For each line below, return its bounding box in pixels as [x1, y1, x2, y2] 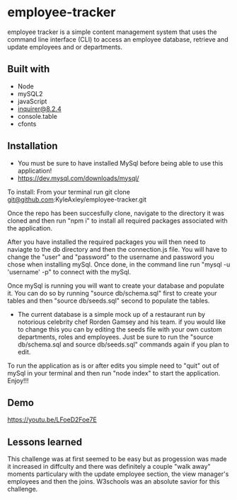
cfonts [17, 120, 37, 128]
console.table [17, 112, 58, 120]
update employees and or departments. [7, 42, 122, 51]
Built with [7, 63, 50, 75]
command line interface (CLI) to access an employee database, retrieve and [7, 35, 229, 43]
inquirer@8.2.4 [17, 104, 62, 113]
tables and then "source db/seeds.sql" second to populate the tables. [7, 296, 210, 305]
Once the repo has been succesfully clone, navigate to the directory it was [7, 209, 225, 217]
